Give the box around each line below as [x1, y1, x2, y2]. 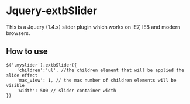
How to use [6, 47, 48, 57]
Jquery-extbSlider [6, 4, 98, 18]
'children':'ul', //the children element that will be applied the [16, 67, 184, 73]
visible [6, 82, 25, 88]
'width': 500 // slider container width [16, 88, 116, 93]
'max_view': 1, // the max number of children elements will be [16, 77, 177, 83]
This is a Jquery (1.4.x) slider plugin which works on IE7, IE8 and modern [6, 23, 181, 30]
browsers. [6, 29, 30, 36]
